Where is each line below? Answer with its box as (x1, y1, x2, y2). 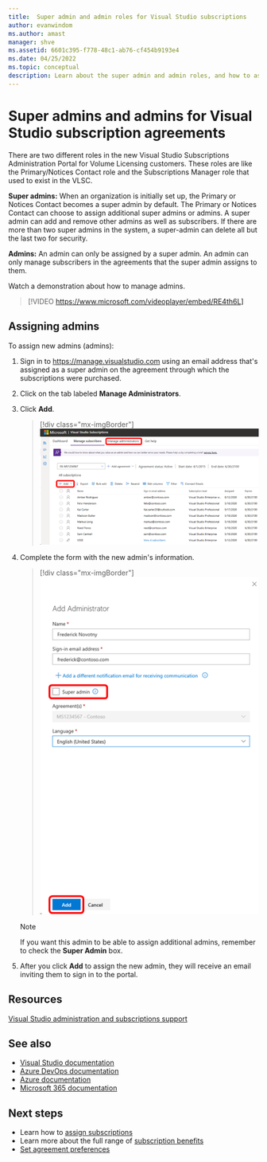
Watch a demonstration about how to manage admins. (8, 281, 185, 291)
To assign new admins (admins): (8, 341, 114, 350)
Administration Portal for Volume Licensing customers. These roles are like (8, 158, 253, 168)
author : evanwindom (8, 21, 73, 29)
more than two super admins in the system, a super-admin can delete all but (8, 225, 258, 234)
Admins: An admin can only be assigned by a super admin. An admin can (8, 248, 249, 258)
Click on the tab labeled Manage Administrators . (19, 389, 181, 398)
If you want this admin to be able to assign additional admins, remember (19, 937, 256, 947)
